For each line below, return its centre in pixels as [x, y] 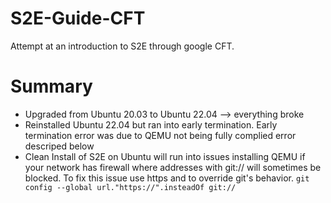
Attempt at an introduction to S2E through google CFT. [122, 46]
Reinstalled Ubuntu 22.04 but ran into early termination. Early [151, 124]
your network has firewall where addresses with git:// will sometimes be [173, 167]
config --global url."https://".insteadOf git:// [130, 187]
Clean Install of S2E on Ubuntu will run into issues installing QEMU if [165, 156]
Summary [51, 86]
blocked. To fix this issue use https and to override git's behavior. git [167, 178]
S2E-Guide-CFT [78, 18]
